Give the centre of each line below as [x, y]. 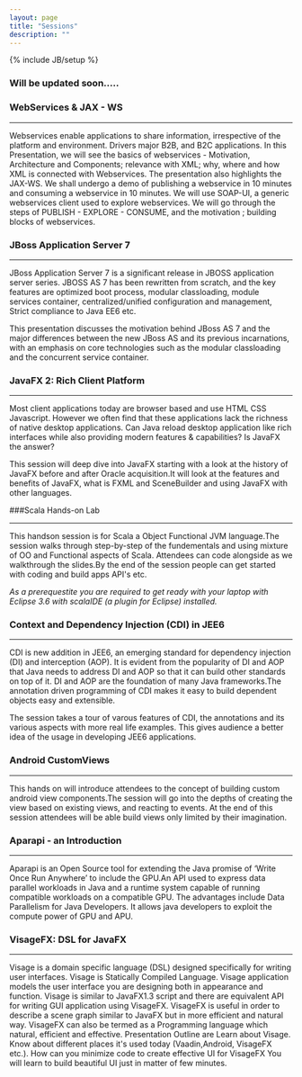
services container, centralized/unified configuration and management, [141, 301]
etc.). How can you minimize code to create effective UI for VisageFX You [146, 1054]
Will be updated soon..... [64, 84]
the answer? [32, 447]
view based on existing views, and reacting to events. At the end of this [141, 807]
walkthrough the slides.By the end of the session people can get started [142, 565]
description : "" [40, 34]
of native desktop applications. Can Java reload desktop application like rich [151, 427]
